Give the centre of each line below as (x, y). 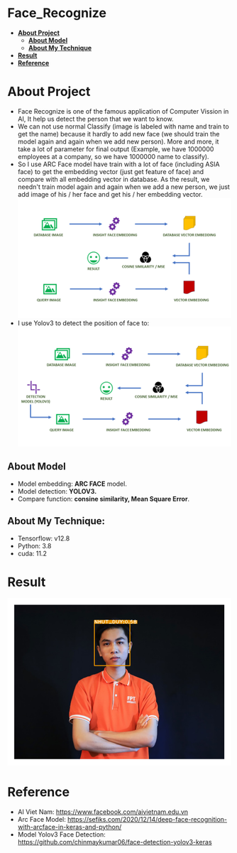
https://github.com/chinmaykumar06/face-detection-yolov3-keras (115, 842)
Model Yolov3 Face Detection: (62, 834)
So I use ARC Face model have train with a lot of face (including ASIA (118, 164)
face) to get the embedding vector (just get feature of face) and (111, 171)
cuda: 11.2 (32, 553)
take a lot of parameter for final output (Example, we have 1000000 (116, 149)
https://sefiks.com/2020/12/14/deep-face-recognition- (147, 819)
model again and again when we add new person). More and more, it (118, 141)
